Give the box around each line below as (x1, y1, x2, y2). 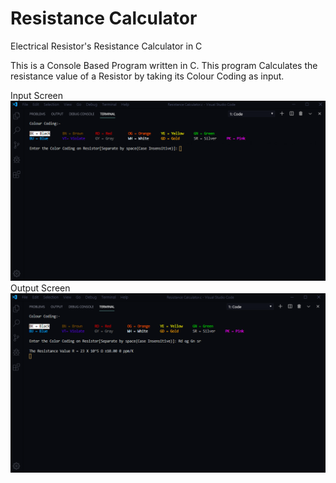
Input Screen (10, 89, 64, 101)
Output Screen (10, 282, 71, 294)
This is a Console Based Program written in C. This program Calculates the (10, 59, 318, 71)
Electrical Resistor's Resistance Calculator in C (10, 40, 203, 52)
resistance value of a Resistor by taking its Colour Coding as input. (10, 70, 285, 82)
